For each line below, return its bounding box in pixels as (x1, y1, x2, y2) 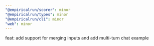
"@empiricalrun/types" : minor (5, 12, 69, 17)
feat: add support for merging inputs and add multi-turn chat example (5, 35, 149, 41)
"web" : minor (5, 21, 33, 26)
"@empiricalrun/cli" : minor (5, 16, 64, 21)
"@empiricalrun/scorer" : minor (5, 7, 71, 12)
